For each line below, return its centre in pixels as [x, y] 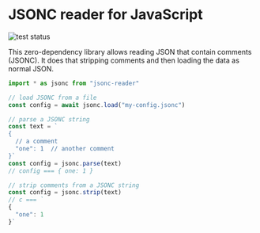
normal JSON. [31, 68]
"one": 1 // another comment [65, 149]
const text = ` [33, 127]
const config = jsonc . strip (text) [65, 193]
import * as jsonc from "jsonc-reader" [74, 83]
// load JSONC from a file [53, 97]
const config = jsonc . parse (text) [65, 163]
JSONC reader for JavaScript [106, 15]
